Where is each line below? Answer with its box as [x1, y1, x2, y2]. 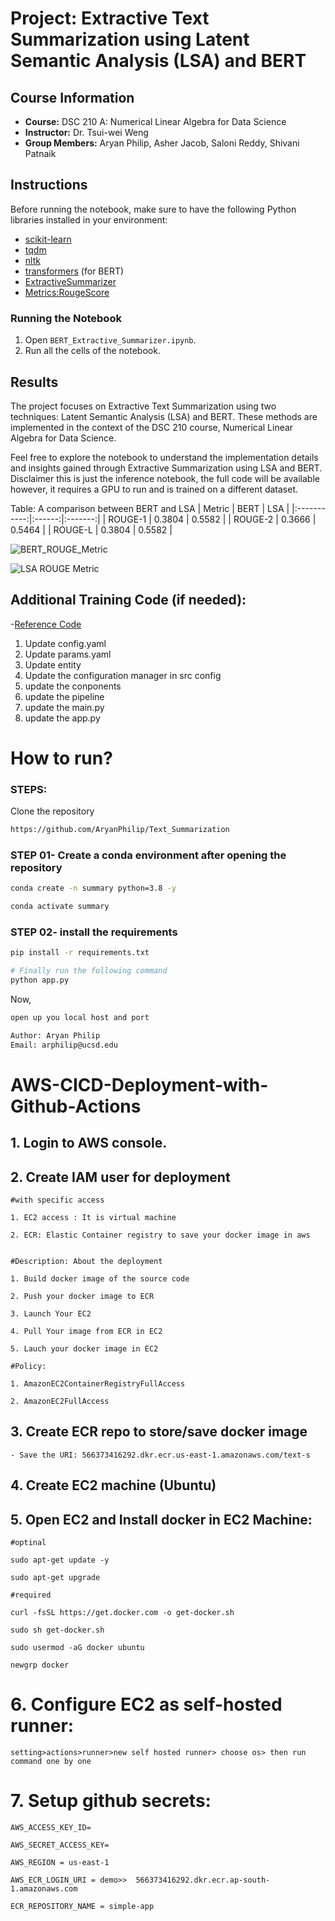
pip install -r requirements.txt [10, 948, 150, 958]
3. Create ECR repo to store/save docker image [10, 1423, 308, 1441]
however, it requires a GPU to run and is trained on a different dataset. [10, 483, 299, 495]
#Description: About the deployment [10, 1257, 163, 1267]
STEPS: [10, 782, 48, 796]
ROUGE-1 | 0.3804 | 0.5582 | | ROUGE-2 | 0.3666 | [108, 513, 317, 525]
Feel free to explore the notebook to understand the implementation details [10, 451, 319, 463]
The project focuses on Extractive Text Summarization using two [10, 400, 277, 412]
